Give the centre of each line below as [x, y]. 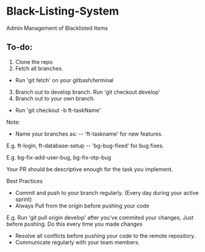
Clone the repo [34, 61]
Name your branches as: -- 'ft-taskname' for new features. [89, 134]
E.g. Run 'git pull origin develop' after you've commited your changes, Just [100, 217]
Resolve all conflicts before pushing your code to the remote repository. [105, 236]
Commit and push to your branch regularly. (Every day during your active [107, 192]
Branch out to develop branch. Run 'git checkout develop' [88, 92]
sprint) [23, 199]
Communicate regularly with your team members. [77, 242]
